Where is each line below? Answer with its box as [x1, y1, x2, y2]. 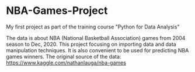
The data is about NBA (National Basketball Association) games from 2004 [6, 34, 186, 41]
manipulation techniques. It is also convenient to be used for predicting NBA [6, 46, 189, 53]
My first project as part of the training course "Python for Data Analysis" [6, 23, 180, 30]
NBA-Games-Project [6, 4, 108, 17]
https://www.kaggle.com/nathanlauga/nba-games [6, 59, 127, 66]
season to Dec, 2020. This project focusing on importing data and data [6, 41, 176, 48]
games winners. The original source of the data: [6, 53, 121, 60]
